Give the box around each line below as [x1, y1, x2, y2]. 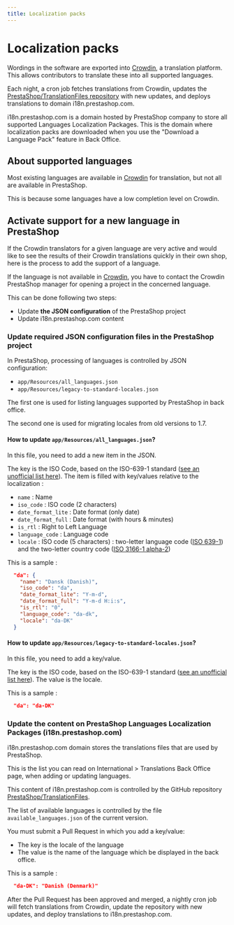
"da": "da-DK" [13, 702, 54, 709]
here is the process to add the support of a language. [7, 259, 161, 267]
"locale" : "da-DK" [20, 617, 73, 624]
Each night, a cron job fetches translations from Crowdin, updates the [7, 84, 207, 93]
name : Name [17, 493, 53, 501]
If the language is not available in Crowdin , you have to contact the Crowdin [7, 273, 225, 281]
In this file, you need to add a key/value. [7, 654, 122, 663]
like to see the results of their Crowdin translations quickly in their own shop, [7, 252, 228, 260]
